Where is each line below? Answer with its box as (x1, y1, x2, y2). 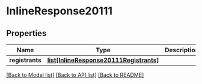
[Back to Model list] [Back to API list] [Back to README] (6, 71, 144, 79)
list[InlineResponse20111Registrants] (47, 56, 159, 64)
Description (165, 46, 200, 54)
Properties (6, 28, 47, 38)
